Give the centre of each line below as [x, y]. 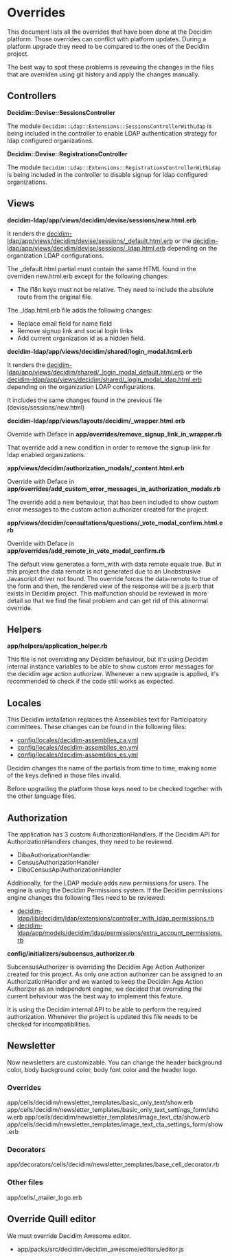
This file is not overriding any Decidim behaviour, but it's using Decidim [108, 660]
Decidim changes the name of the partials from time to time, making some [112, 768]
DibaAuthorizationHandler [54, 855]
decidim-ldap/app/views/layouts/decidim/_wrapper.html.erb [96, 421]
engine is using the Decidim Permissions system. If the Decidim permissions [115, 890]
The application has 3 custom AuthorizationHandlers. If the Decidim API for [113, 834]
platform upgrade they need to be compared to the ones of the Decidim [108, 46]
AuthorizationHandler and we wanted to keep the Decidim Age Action [105, 981]
